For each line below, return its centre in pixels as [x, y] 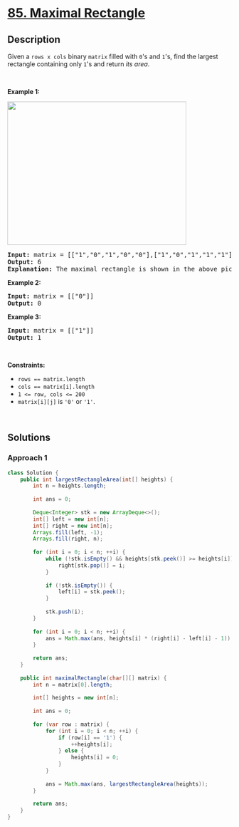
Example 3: [24, 317]
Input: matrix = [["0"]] [51, 296]
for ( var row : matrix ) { [71, 724]
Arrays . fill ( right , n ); [68, 539]
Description [34, 40]
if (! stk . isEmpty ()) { [79, 586]
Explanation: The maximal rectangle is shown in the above [113, 269]
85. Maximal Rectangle [76, 13]
